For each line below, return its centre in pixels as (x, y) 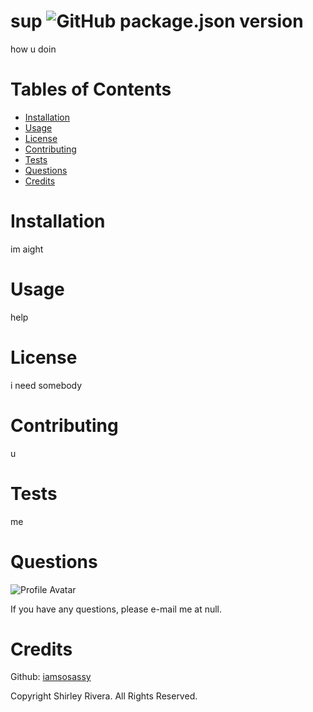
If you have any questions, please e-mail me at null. (116, 609)
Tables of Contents (91, 89)
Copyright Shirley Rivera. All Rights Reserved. (104, 696)
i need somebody (46, 385)
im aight (27, 249)
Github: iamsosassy (51, 677)
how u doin (33, 49)
